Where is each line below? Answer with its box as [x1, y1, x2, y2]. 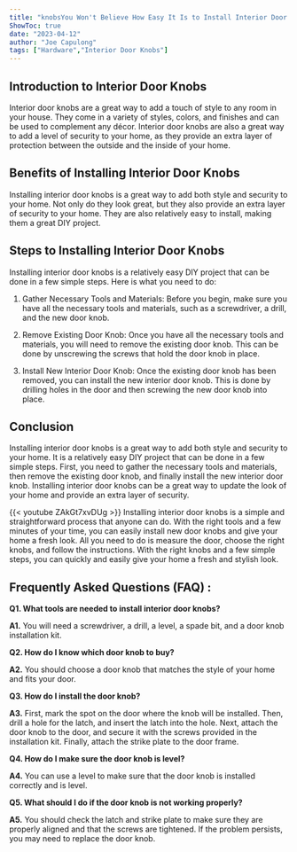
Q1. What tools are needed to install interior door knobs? [9, 604, 221, 614]
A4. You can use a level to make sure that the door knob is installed [9, 770, 255, 781]
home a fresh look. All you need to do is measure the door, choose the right [9, 535, 285, 546]
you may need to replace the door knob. [9, 833, 156, 844]
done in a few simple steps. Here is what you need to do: [9, 276, 217, 286]
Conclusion [9, 418, 74, 434]
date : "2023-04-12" [9, 29, 82, 38]
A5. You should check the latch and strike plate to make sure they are [9, 815, 263, 825]
